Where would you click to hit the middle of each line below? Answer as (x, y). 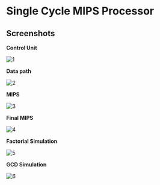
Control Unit (22, 48)
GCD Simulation (26, 165)
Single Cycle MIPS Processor (80, 11)
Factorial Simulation (32, 141)
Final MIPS (20, 118)
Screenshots (31, 33)
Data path (19, 71)
